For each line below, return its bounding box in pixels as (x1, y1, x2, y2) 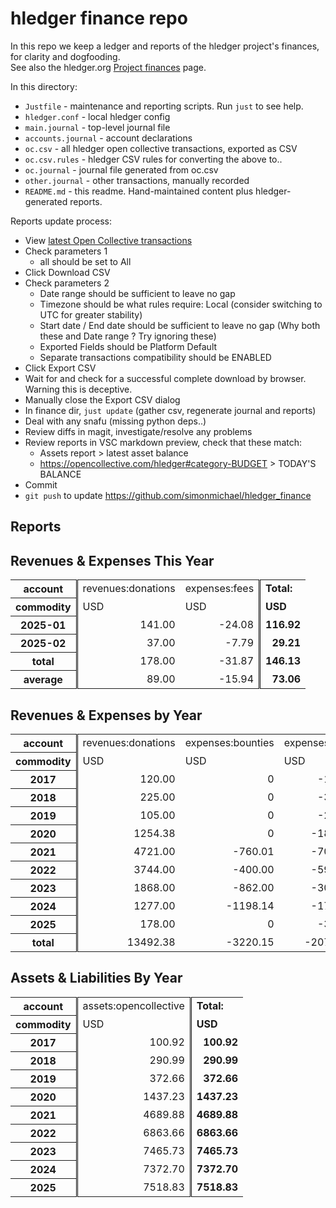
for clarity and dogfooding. (10, 50, 121, 62)
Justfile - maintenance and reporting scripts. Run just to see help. (24, 100, 304, 112)
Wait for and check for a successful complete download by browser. (24, 372, 307, 384)
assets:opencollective (82, 999, 185, 1013)
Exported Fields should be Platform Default (39, 340, 218, 352)
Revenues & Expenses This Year (10, 552, 215, 569)
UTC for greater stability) (39, 308, 143, 321)
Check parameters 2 (24, 277, 110, 289)
